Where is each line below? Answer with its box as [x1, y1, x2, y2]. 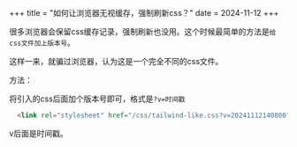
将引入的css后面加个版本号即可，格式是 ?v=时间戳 [9, 93, 186, 104]
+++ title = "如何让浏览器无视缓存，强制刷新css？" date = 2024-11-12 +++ [9, 8, 279, 18]
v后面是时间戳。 [9, 128, 68, 138]
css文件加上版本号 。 [9, 38, 75, 48]
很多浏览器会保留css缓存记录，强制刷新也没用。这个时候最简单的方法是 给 [9, 26, 277, 37]
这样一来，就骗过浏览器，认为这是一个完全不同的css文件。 [9, 56, 224, 66]
